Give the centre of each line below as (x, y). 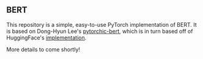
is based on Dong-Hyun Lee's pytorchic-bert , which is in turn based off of (100, 31)
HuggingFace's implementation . (46, 37)
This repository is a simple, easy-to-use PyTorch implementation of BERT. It (102, 24)
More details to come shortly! (43, 49)
